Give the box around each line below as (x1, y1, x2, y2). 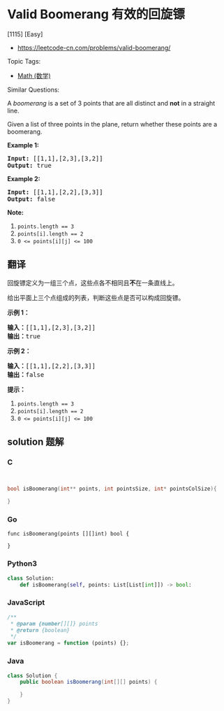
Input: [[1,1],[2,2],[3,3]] (7, 188, 103, 196)
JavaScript (7, 598, 45, 608)
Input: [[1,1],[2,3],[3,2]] (7, 155, 103, 162)
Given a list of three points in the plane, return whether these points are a (7, 120, 218, 128)
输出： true (7, 332, 40, 340)
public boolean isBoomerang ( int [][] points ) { (20, 679, 158, 686)
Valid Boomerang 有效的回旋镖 (7, 6, 186, 22)
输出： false (7, 371, 45, 378)
